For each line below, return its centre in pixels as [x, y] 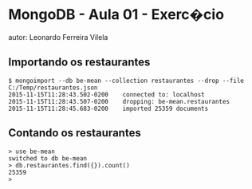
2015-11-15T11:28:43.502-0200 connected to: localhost [106, 94]
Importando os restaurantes [79, 63]
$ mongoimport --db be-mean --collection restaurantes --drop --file [126, 81]
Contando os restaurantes [75, 133]
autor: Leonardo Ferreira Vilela [58, 37]
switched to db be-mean [48, 158]
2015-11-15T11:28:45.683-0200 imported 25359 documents [108, 108]
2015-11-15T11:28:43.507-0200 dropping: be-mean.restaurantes [119, 101]
